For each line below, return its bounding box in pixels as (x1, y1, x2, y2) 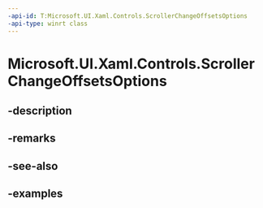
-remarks (7, 132, 56, 145)
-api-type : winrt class (7, 19, 88, 28)
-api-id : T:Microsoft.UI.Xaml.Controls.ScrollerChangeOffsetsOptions (7, 11, 248, 20)
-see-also (7, 159, 58, 173)
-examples (7, 187, 63, 201)
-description (7, 104, 72, 118)
